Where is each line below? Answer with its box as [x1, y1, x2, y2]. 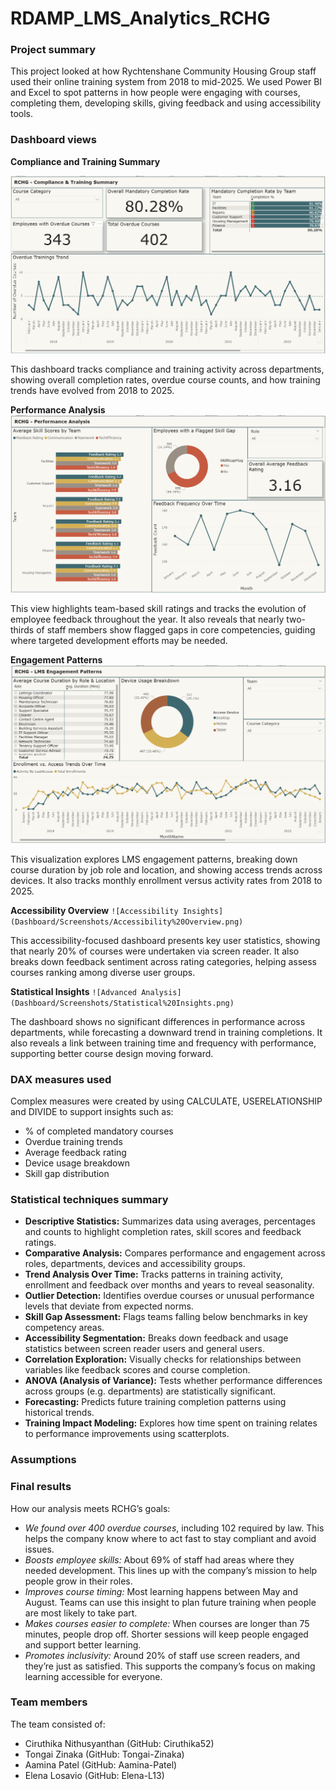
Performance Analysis [10, 403, 106, 416]
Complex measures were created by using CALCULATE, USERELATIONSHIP [10, 1095, 323, 1107]
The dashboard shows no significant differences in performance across [10, 1015, 306, 1027]
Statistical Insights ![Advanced [10, 985, 138, 997]
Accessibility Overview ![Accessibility [10, 904, 179, 916]
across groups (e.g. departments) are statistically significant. [24, 1385, 277, 1397]
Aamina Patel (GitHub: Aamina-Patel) [24, 1758, 178, 1771]
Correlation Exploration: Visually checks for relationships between [24, 1353, 302, 1366]
